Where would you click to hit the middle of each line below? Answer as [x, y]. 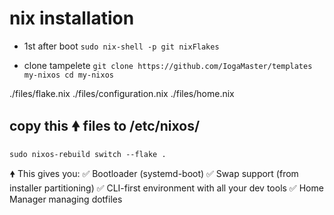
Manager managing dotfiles [66, 199]
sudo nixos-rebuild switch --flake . [88, 154]
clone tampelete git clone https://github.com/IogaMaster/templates [168, 65]
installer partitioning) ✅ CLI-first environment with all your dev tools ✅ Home [166, 188]
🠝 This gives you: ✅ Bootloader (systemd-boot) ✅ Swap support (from [154, 173]
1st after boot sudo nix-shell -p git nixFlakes [121, 46]
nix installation [72, 18]
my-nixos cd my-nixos [68, 75]
